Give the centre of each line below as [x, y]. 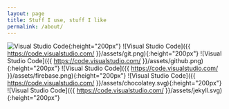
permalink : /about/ [35, 26]
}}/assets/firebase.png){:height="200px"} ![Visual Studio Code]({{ [101, 76]
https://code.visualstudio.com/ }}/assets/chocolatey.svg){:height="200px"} [115, 83]
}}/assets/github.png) [173, 61]
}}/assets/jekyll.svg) [194, 90]
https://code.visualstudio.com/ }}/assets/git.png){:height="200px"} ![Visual [114, 53]
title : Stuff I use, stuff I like [57, 20]
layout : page [26, 14]
